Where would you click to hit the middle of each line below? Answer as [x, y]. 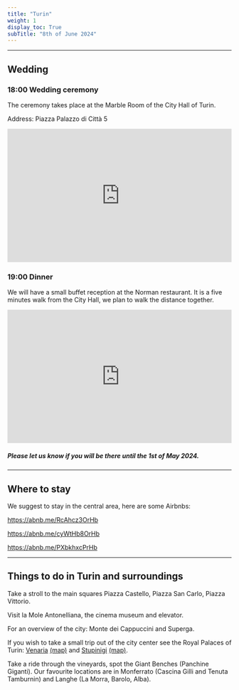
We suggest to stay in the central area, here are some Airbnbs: [99, 506]
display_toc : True [34, 27]
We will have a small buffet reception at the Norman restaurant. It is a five [115, 292]
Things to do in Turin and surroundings [95, 577]
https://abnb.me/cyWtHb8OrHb [54, 534]
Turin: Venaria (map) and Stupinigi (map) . [68, 650]
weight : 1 [22, 21]
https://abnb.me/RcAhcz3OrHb [53, 520]
